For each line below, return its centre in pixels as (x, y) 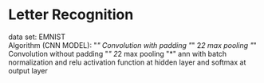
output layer (28, 70)
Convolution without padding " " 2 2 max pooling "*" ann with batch (118, 53)
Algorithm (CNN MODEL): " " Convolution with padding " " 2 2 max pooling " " (132, 45)
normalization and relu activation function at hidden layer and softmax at (127, 62)
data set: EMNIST (37, 37)
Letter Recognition (71, 15)
